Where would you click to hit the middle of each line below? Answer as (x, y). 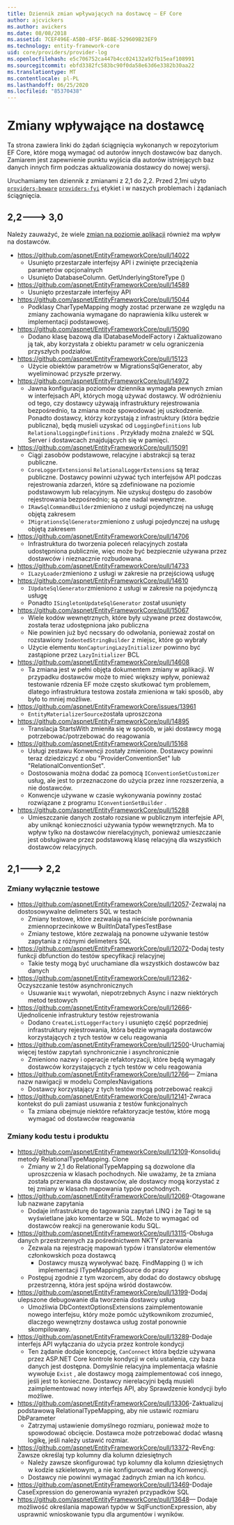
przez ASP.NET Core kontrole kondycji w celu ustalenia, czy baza (122, 1359)
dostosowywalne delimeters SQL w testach (79, 911)
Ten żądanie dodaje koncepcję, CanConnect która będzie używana (122, 1351)
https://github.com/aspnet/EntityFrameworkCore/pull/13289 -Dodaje (115, 1336)
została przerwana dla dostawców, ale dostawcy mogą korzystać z (124, 1181)
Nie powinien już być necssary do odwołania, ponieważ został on (121, 632)
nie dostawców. (50, 788)
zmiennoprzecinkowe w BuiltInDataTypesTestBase (100, 926)
